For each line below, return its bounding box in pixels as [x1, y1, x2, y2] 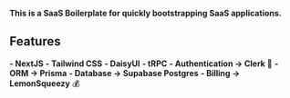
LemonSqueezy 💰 [9, 77, 80, 89]
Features [9, 34, 61, 49]
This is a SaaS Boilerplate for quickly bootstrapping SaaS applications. [9, 8, 282, 18]
